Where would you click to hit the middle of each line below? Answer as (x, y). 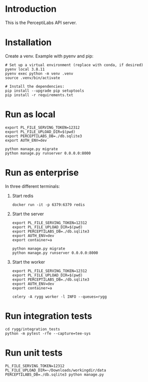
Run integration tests (49, 316)
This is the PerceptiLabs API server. (41, 23)
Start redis (23, 196)
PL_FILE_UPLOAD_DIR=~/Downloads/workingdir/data (56, 370)
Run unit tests (34, 353)
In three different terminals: (33, 186)
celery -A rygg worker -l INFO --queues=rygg (59, 297)
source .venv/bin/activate (33, 78)
